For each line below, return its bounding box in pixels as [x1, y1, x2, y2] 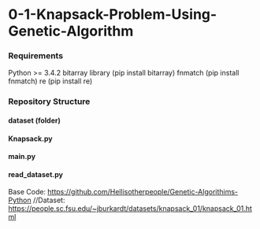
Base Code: [8, 187, 46, 197]
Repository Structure [8, 96, 91, 107]
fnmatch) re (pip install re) [8, 76, 93, 86]
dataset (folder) [8, 116, 61, 125]
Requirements [8, 50, 64, 61]
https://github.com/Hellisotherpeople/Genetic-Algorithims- [46, 187, 239, 197]
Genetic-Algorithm [8, 22, 134, 40]
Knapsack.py [8, 134, 53, 143]
